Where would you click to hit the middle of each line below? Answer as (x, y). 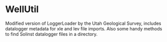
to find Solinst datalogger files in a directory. (51, 34)
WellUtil (22, 9)
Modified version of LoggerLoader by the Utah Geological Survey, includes (83, 23)
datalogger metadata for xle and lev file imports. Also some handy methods (84, 28)
